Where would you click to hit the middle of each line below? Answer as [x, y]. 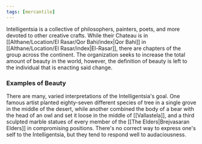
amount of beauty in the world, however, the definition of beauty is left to [97, 61]
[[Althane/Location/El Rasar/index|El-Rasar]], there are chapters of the [94, 48]
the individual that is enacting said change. [59, 67]
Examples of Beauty [36, 83]
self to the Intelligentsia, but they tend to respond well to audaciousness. [96, 134]
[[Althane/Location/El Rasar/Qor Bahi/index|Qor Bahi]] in [76, 42]
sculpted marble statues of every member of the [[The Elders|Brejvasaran [98, 122]
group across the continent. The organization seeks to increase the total [96, 54]
